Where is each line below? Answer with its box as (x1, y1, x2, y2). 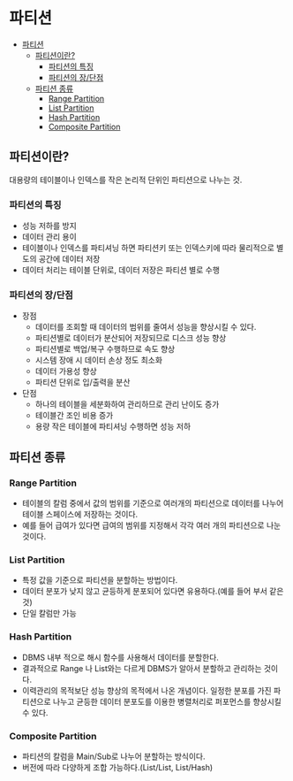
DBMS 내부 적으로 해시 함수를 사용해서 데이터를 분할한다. (21, 652, 219, 662)
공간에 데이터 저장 (38, 254, 101, 264)
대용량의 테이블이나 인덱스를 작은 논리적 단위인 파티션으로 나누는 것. (9, 174, 243, 185)
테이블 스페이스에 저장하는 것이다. (21, 509, 139, 520)
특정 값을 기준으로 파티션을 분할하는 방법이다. (21, 575, 178, 586)
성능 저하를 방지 (21, 220, 77, 231)
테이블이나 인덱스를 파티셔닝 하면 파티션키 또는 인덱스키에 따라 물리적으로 (21, 242, 275, 253)
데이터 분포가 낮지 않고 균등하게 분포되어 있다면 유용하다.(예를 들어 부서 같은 (21, 586, 284, 597)
